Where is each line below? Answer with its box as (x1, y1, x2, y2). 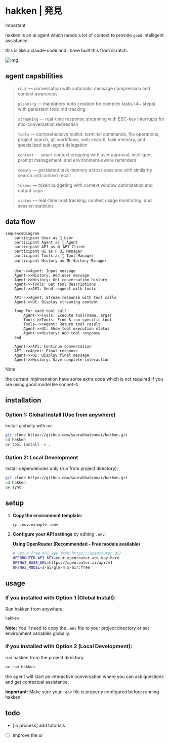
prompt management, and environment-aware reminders (17, 157, 137, 163)
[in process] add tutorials (12, 722, 65, 728)
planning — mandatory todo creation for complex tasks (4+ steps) (17, 100, 156, 107)
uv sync (5, 485, 22, 490)
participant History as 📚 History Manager (14, 258, 107, 263)
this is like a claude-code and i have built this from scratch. (5, 47, 128, 53)
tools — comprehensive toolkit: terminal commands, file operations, (17, 131, 160, 137)
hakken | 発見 (5, 5, 62, 17)
